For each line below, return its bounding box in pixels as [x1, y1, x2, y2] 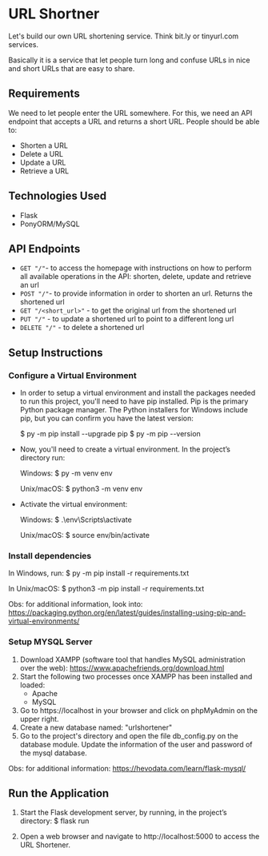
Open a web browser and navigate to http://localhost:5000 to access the [19, 832, 260, 842]
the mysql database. [19, 748, 88, 758]
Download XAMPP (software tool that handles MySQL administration [19, 655, 246, 664]
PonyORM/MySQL [19, 219, 80, 229]
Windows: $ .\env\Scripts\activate [19, 515, 132, 524]
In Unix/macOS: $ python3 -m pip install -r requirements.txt [8, 584, 205, 594]
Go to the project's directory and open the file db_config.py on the [19, 731, 238, 740]
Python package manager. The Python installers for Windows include [19, 405, 248, 415]
